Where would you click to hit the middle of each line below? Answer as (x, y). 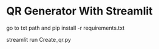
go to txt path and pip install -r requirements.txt (66, 28)
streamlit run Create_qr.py (39, 39)
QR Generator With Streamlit (79, 11)
